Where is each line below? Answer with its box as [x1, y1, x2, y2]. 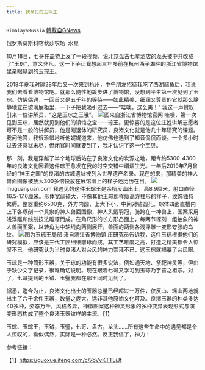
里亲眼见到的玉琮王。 [6, 68, 60, 75]
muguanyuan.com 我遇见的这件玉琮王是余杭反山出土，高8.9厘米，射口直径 [6, 185, 195, 192]
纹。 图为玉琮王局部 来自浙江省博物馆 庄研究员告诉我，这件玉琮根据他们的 [6, 230, 199, 238]
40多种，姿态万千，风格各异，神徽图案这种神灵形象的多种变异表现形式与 [6, 302, 190, 310]
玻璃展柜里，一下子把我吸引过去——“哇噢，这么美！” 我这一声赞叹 [27, 103, 195, 110]
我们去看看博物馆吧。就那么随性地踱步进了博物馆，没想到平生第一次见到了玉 [6, 88, 199, 95]
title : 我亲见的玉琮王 [6, 9, 58, 15]
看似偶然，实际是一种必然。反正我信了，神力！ [32, 330, 151, 338]
